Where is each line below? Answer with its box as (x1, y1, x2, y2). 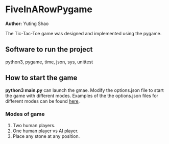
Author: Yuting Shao (5, 20, 49, 27)
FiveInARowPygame (5, 4, 93, 15)
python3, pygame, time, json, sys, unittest (5, 59, 93, 65)
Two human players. (12, 122, 56, 128)
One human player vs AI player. (12, 128, 79, 134)
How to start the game (5, 74, 78, 82)
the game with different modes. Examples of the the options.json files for (5, 92, 159, 99)
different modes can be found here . (5, 98, 80, 104)
